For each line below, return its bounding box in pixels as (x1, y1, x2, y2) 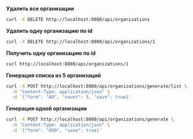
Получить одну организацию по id (6, 49, 96, 56)
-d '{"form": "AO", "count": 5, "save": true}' (11, 94, 132, 100)
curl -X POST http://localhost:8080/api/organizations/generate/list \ (6, 83, 187, 89)
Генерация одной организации (6, 105, 87, 112)
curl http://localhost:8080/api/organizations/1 (6, 61, 129, 67)
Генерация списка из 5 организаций (6, 71, 101, 79)
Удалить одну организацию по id (6, 27, 93, 34)
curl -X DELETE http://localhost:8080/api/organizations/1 (6, 39, 156, 45)
